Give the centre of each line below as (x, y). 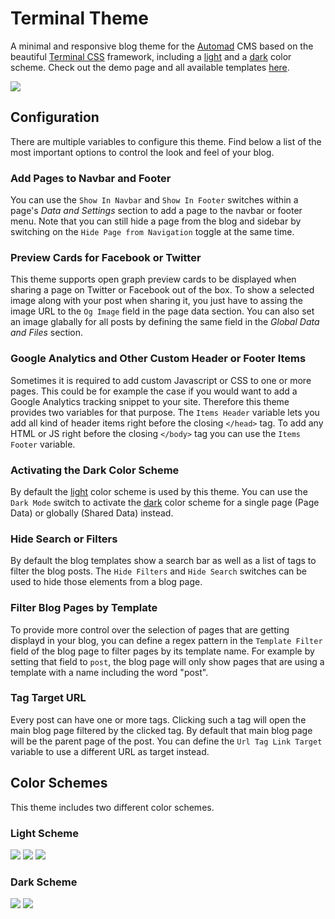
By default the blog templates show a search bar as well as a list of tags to (163, 561)
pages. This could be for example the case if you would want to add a (154, 391)
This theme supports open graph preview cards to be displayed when (153, 279)
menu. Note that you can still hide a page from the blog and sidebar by (156, 221)
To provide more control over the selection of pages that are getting (150, 629)
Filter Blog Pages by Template (84, 608)
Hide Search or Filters (64, 539)
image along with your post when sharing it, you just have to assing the (156, 301)
